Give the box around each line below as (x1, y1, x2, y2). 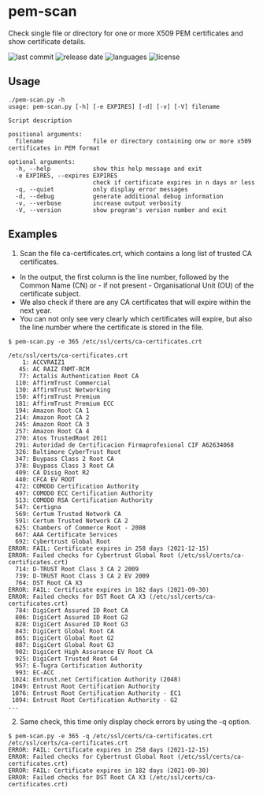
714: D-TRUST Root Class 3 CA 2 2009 (15, 565, 139, 573)
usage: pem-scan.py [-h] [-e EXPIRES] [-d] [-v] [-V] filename (8, 102, 220, 110)
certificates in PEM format (8, 144, 101, 152)
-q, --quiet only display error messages (15, 185, 189, 193)
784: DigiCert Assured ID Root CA (15, 606, 128, 615)
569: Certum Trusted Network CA (15, 510, 122, 518)
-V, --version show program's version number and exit (15, 206, 227, 214)
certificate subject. (19, 288, 81, 298)
